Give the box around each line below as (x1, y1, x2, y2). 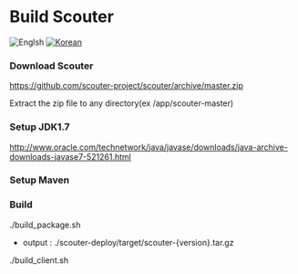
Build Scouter (9, 6, 114, 27)
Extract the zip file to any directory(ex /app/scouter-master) (9, 98, 234, 109)
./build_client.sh (9, 254, 69, 266)
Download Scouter (9, 59, 94, 72)
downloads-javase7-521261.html (9, 151, 132, 162)
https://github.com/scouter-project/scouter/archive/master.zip (9, 80, 244, 91)
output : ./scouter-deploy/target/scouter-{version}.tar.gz (22, 237, 234, 248)
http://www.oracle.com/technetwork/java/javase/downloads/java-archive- (9, 142, 289, 153)
